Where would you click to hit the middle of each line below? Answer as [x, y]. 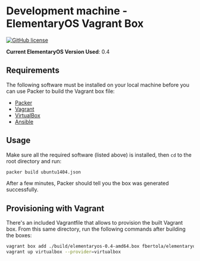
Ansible [24, 122]
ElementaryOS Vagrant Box [75, 24]
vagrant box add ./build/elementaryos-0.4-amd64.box [73, 246]
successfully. [22, 189]
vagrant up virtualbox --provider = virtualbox [63, 252]
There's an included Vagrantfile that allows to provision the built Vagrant [95, 223]
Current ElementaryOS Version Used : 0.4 [58, 51]
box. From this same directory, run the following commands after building [96, 229]
